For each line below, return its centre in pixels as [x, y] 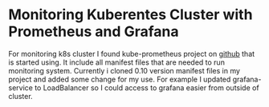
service [21, 87]
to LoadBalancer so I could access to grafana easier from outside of [147, 87]
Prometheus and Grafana [94, 32]
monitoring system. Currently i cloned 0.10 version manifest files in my [124, 70]
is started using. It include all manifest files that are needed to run [116, 62]
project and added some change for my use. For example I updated [120, 79]
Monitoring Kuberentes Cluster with [130, 15]
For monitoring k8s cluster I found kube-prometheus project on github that [132, 53]
